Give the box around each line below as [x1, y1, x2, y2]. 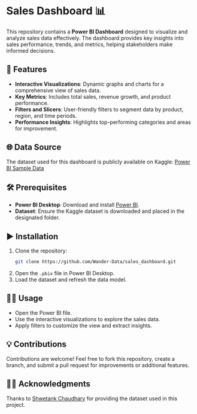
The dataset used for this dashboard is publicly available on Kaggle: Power [6, 158, 190, 165]
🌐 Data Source [6, 142, 62, 153]
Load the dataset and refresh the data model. [14, 276, 127, 284]
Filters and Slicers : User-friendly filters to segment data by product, [14, 105, 184, 113]
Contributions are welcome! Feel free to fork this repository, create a [6, 355, 175, 362]
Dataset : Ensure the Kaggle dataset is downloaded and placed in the [14, 208, 184, 215]
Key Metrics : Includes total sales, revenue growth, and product [14, 93, 171, 100]
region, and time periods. [14, 112, 77, 119]
